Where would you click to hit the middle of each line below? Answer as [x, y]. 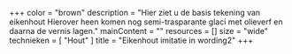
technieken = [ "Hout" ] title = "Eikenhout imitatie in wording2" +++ [131, 40]
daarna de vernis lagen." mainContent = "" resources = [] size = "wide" [138, 31]
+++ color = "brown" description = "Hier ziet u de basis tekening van [135, 13]
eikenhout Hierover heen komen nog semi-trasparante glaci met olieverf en [146, 22]
